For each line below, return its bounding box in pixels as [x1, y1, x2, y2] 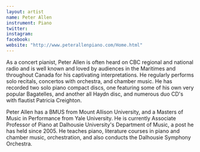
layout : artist [6, 8, 44, 15]
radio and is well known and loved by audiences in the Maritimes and [6, 65, 176, 72]
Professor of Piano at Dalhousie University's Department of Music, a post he [6, 121, 194, 128]
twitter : [6, 25, 28, 32]
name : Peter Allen [6, 14, 52, 20]
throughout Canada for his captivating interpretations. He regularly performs [6, 71, 194, 78]
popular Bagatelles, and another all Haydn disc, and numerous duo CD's [6, 90, 184, 98]
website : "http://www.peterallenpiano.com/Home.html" [6, 42, 143, 48]
